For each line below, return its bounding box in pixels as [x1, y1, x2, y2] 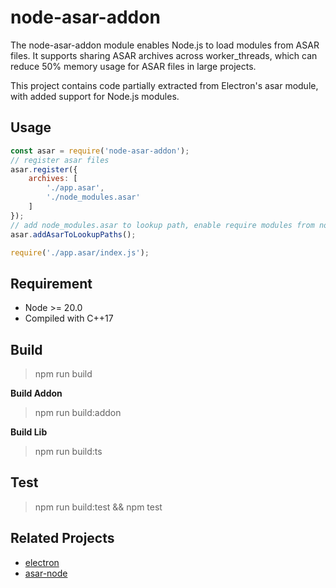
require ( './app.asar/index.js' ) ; [10, 247, 150, 258]
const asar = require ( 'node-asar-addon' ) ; [10, 146, 190, 156]
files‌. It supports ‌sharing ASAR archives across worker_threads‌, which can [10, 49, 318, 61]
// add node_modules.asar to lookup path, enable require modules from [10, 220, 315, 230]
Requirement [10, 275, 93, 292]
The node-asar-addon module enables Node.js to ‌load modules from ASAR [10, 39, 320, 51]
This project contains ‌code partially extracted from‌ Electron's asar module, [10, 79, 319, 91]
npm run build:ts [34, 446, 103, 457]
